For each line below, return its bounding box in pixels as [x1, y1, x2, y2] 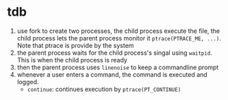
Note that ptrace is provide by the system [16, 41, 134, 49]
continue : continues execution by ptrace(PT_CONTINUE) [27, 85, 181, 93]
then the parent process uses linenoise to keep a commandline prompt [16, 63, 219, 71]
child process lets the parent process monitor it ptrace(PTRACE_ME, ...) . [16, 34, 221, 42]
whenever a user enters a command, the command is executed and [16, 70, 207, 79]
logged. [16, 77, 39, 86]
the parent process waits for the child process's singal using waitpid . [16, 49, 212, 57]
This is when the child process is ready [16, 55, 128, 64]
